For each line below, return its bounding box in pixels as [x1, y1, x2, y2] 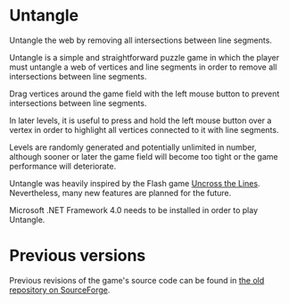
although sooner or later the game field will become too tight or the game [9, 151, 278, 161]
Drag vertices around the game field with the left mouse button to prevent [9, 88, 280, 99]
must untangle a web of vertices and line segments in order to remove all [9, 62, 277, 72]
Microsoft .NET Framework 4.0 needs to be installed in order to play [9, 204, 259, 215]
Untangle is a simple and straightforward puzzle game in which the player [9, 52, 279, 62]
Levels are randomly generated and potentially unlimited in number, [9, 142, 257, 152]
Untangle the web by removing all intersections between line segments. [9, 35, 272, 45]
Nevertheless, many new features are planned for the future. [9, 187, 232, 198]
